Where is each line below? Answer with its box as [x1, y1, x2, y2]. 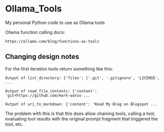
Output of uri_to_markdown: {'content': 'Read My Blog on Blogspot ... [5, 101, 157, 106]
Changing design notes [5, 52, 79, 61]
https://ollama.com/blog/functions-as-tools [5, 38, 99, 44]
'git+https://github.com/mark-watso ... [5, 93, 91, 98]
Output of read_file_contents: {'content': [5, 88, 97, 93]
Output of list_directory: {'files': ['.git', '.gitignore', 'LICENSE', [5, 75, 160, 80]
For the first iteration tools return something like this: [5, 65, 113, 71]
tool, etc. [5, 121, 23, 127]
